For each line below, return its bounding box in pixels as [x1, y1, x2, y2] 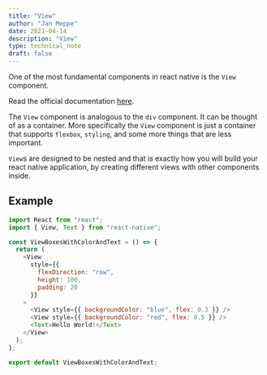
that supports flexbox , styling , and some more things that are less [8, 129, 232, 139]
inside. [8, 171, 31, 180]
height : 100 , [37, 275, 82, 284]
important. [8, 138, 43, 147]
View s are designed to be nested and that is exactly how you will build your [8, 153, 258, 163]
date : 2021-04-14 [8, 27, 67, 35]
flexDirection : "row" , [37, 269, 114, 277]
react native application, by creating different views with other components [8, 162, 260, 171]
